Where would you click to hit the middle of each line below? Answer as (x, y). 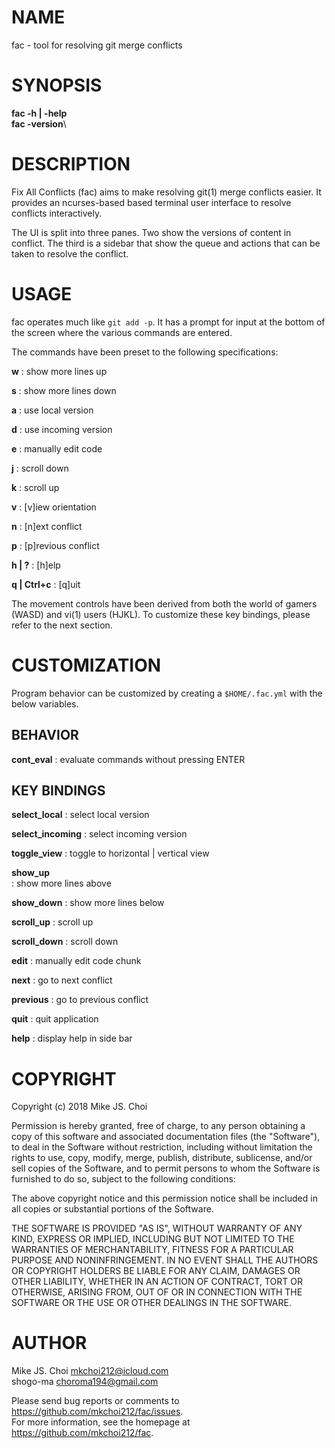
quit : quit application (55, 1019)
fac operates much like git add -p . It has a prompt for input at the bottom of (168, 322)
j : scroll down (40, 468)
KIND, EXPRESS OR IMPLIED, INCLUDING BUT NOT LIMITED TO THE (153, 1239)
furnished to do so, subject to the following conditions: (123, 1179)
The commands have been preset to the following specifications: (145, 352)
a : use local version (52, 410)
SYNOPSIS (57, 85)
